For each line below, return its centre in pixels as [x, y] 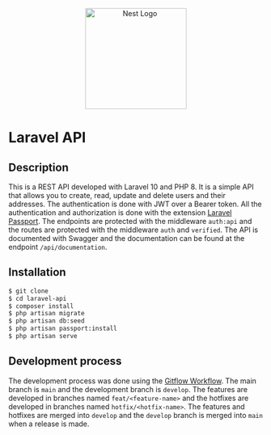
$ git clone [28, 291]
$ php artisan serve [43, 336]
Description [38, 167]
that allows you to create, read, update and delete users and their [117, 195]
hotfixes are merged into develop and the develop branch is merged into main [135, 415]
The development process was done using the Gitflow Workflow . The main [133, 381]
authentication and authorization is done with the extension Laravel [120, 213]
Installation [37, 272]
